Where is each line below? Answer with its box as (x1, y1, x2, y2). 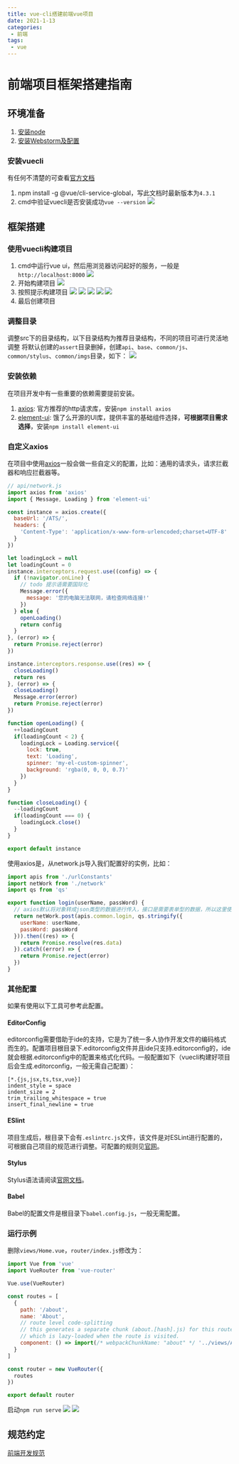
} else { (14, 608, 40, 615)
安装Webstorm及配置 (17, 136, 80, 145)
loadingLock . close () (20, 819, 81, 826)
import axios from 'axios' (7, 488, 87, 496)
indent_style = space (7, 1083, 72, 1090)
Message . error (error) (14, 693, 78, 701)
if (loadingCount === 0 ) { (14, 812, 91, 820)
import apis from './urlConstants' (7, 873, 113, 881)
